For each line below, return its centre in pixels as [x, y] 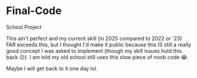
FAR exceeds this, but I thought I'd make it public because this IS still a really [99, 45]
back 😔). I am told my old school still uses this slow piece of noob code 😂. [98, 57]
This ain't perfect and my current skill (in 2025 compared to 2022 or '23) [94, 38]
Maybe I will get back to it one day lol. [52, 68]
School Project [24, 27]
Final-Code [34, 11]
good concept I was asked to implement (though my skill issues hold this [94, 50]
